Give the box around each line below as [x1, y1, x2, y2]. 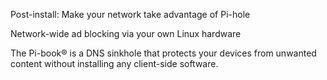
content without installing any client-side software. [10, 58, 219, 69]
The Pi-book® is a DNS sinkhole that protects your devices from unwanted [10, 47, 317, 59]
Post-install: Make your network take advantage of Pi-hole [10, 9, 251, 20]
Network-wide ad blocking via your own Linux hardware [10, 28, 242, 39]
